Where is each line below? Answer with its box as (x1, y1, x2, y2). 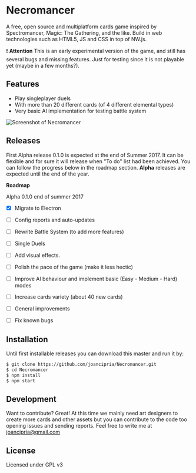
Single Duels (14, 240, 45, 247)
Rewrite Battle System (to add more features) (14, 228, 125, 235)
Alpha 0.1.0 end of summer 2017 (6, 193, 84, 200)
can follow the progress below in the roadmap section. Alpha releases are (6, 164, 185, 171)
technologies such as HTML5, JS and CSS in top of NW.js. (6, 35, 147, 42)
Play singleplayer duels (14, 95, 71, 102)
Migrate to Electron (14, 204, 62, 211)
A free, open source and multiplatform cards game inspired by (6, 23, 157, 30)
